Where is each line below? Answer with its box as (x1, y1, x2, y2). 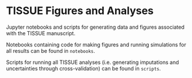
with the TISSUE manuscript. (6, 29, 76, 36)
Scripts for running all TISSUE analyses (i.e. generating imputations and (6, 59, 179, 66)
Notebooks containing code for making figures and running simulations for (6, 41, 187, 48)
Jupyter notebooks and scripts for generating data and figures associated (6, 23, 185, 30)
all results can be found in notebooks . (6, 47, 96, 54)
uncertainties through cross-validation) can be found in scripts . (6, 65, 161, 72)
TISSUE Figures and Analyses (6, 4, 154, 18)
